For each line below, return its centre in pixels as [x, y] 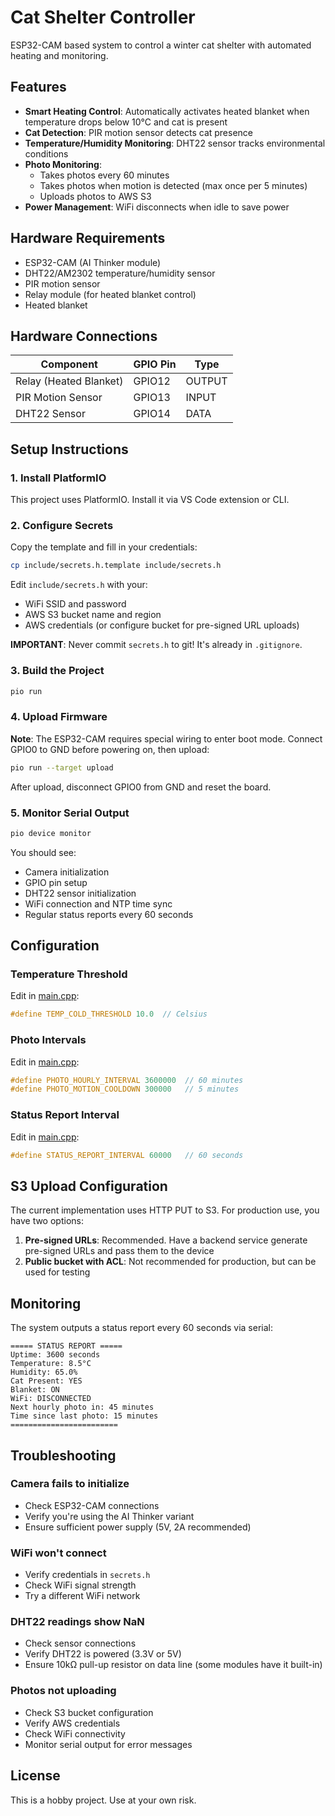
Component [69, 364]
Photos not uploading [63, 1691]
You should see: [43, 852]
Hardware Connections [84, 336]
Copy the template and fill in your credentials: [104, 547]
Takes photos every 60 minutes [104, 175]
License [35, 1776]
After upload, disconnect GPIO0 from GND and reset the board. [141, 787]
